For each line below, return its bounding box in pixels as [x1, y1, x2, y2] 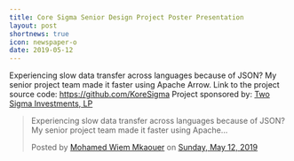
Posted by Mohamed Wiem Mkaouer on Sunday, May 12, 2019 [30, 142, 258, 153]
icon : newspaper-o [9, 37, 77, 47]
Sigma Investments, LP [9, 98, 93, 109]
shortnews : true [9, 29, 69, 38]
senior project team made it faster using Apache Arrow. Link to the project [9, 80, 280, 90]
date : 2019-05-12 [9, 46, 74, 55]
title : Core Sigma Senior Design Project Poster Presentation [9, 12, 244, 22]
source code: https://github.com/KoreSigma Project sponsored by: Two [9, 89, 271, 100]
